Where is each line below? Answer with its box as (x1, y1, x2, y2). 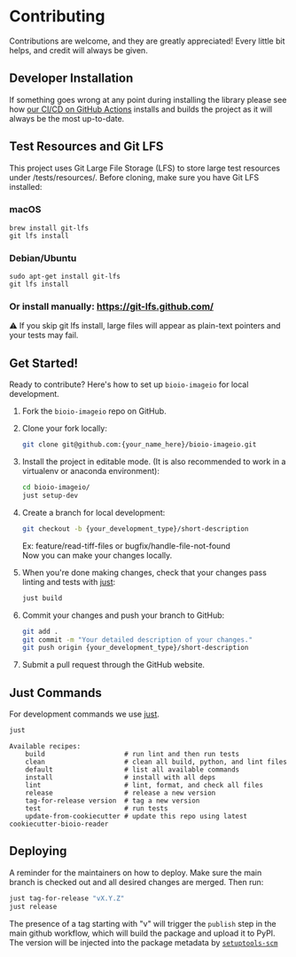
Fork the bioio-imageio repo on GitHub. (21, 406, 167, 416)
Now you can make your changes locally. (21, 550, 173, 560)
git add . (21, 627, 59, 636)
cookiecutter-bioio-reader (9, 819, 109, 828)
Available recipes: (9, 741, 82, 751)
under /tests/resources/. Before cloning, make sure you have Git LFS (9, 171, 260, 183)
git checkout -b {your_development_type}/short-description (21, 524, 249, 534)
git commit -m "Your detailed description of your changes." (21, 635, 253, 645)
